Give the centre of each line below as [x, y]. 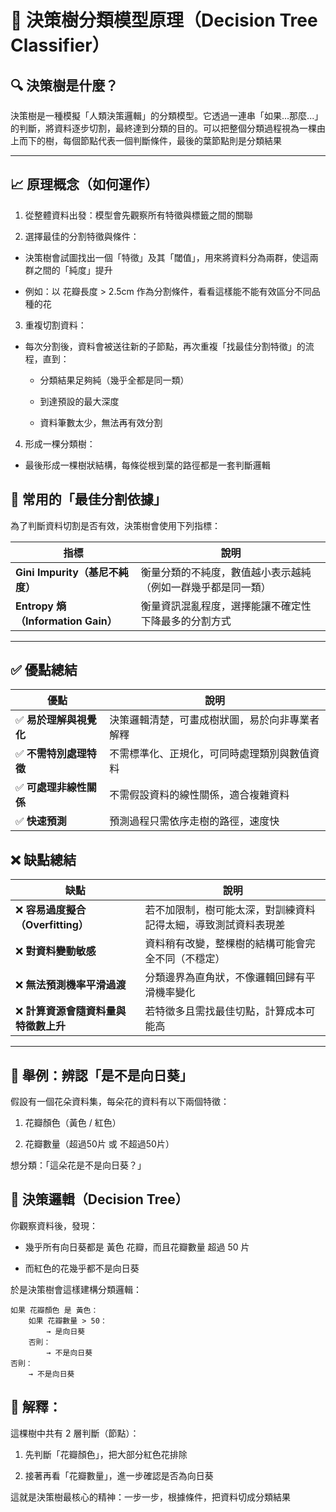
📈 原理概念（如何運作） [84, 184]
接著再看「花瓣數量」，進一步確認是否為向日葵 [119, 1475]
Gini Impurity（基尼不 [67, 572]
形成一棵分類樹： [60, 443]
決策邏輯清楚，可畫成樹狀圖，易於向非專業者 [214, 720]
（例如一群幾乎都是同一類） [206, 587]
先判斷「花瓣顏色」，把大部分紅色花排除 [106, 1454]
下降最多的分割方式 [186, 621]
